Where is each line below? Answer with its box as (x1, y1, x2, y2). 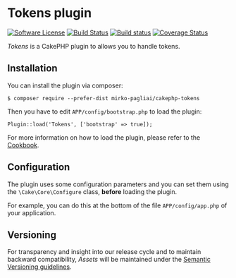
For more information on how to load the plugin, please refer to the (7, 133, 201, 142)
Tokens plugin (7, 5, 92, 21)
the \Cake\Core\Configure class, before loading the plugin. (7, 187, 178, 195)
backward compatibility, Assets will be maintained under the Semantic (7, 255, 211, 264)
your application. (7, 208, 56, 217)
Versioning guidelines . (7, 262, 72, 271)
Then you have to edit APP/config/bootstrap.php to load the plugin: (7, 107, 202, 116)
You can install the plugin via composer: (7, 81, 123, 90)
